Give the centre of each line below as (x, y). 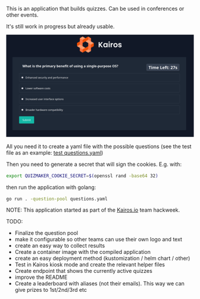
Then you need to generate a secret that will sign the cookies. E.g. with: (94, 164)
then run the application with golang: (51, 187)
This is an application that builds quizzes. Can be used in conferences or (95, 9)
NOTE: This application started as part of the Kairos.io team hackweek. (93, 210)
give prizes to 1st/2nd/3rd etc (51, 290)
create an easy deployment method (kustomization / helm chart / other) (102, 259)
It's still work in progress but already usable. (60, 26)
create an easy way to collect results (60, 246)
